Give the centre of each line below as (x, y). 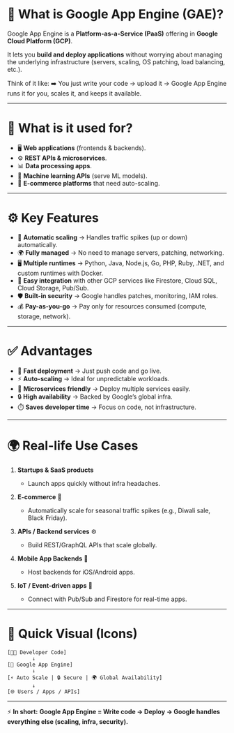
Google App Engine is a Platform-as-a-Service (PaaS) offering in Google (112, 34)
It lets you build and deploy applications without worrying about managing (115, 54)
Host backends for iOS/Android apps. (81, 572)
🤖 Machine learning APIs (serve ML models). (82, 176)
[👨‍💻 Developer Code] (37, 652)
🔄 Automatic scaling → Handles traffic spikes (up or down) (102, 237)
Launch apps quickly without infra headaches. (94, 483)
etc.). (15, 69)
